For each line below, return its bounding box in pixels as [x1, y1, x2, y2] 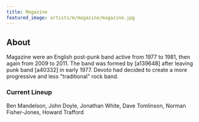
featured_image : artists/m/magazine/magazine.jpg [6, 15, 136, 21]
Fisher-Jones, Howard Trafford [6, 108, 84, 116]
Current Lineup [6, 88, 52, 96]
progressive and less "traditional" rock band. [6, 73, 119, 80]
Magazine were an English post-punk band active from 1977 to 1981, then [6, 53, 190, 61]
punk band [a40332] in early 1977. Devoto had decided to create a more [6, 66, 187, 74]
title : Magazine [6, 9, 48, 15]
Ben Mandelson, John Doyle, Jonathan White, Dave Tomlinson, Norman [6, 102, 186, 109]
